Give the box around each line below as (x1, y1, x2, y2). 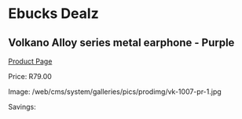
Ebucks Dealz (8, 5, 100, 23)
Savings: (8, 103, 37, 111)
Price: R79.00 (8, 72, 53, 81)
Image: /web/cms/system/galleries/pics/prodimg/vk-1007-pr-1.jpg (8, 87, 222, 96)
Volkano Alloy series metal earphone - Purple (8, 36, 235, 49)
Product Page (8, 56, 53, 66)
